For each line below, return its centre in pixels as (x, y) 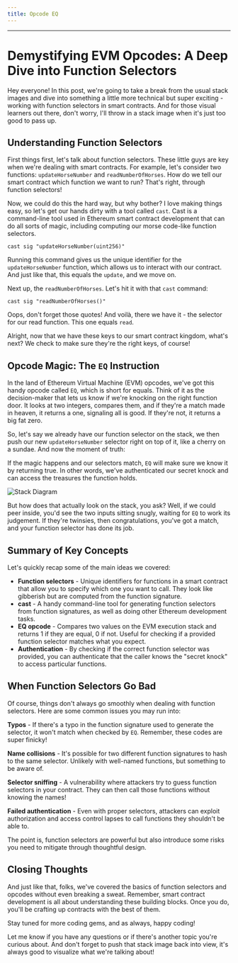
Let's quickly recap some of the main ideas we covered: (89, 567)
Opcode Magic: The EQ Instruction (84, 366)
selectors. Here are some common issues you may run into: (94, 711)
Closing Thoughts (48, 870)
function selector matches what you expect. (82, 641)
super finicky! (27, 739)
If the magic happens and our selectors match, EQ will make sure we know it (118, 463)
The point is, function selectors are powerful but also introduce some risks (116, 840)
